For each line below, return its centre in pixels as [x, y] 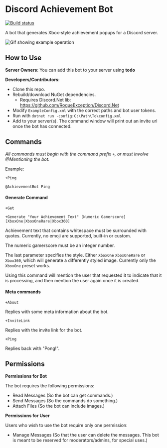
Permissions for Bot [26, 376]
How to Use [23, 58]
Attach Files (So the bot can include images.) [58, 406]
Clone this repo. [29, 89]
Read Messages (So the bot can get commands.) [63, 395]
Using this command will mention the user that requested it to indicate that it [83, 275]
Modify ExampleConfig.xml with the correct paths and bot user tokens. [84, 110]
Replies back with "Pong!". [32, 348]
